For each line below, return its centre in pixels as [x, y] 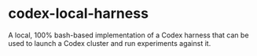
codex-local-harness [79, 14]
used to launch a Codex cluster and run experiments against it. [110, 43]
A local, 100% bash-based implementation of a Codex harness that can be [128, 35]
